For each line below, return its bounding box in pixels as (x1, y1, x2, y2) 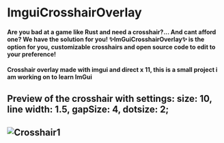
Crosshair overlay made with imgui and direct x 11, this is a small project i (7, 66, 218, 74)
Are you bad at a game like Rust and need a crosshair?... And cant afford (7, 27, 216, 36)
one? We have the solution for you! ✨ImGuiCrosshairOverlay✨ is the (7, 35, 205, 43)
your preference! (7, 50, 57, 58)
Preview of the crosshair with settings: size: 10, (7, 92, 212, 104)
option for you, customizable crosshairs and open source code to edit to (7, 42, 216, 51)
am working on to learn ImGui (7, 73, 92, 81)
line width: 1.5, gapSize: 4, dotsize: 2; (7, 103, 169, 115)
